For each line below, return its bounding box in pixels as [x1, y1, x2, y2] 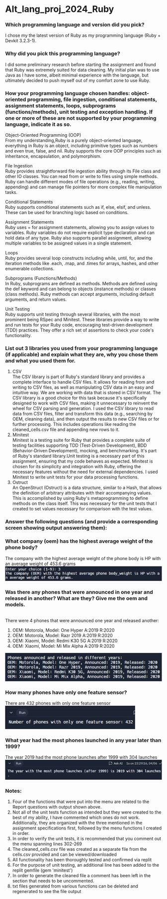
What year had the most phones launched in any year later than [5, 737, 162, 744]
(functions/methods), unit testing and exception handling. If [5, 108, 153, 115]
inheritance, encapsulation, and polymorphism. [5, 153, 102, 160]
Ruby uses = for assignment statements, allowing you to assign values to [5, 225, 155, 231]
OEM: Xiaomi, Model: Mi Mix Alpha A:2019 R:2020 [12, 643, 115, 649]
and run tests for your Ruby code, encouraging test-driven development [5, 322, 153, 328]
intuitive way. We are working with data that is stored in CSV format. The [12, 390, 161, 396]
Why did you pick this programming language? [5, 50, 120, 57]
